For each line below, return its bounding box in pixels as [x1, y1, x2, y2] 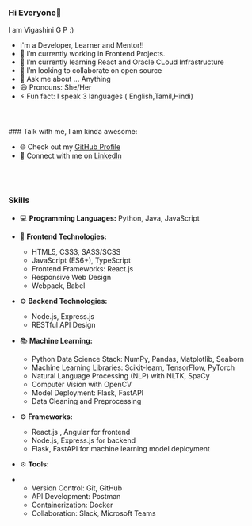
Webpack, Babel [31, 281, 86, 290]
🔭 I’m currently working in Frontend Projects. [19, 49, 166, 59]
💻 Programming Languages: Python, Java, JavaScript [19, 213, 200, 223]
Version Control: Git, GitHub [31, 483, 123, 493]
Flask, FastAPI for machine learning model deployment [31, 443, 210, 453]
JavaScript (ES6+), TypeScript [31, 255, 131, 265]
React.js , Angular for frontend [31, 427, 131, 436]
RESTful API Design [31, 320, 96, 329]
